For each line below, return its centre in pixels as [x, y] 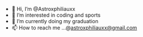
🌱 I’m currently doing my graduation [55, 21]
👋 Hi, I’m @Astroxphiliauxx [43, 9]
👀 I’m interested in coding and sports [56, 15]
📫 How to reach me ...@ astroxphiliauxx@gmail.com [74, 28]
